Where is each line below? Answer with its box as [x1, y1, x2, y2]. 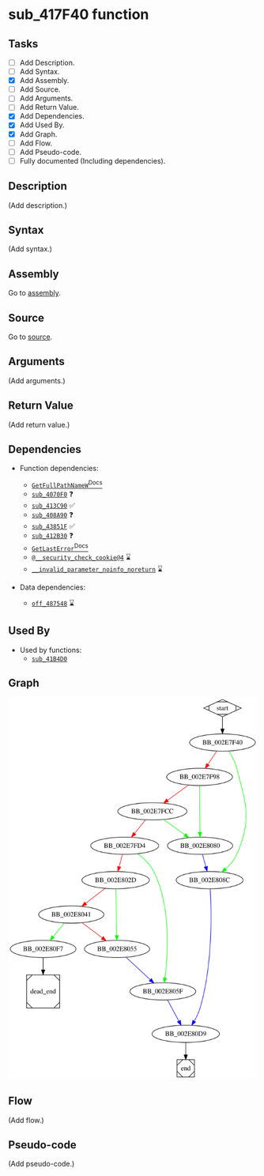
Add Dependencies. [19, 111, 85, 121]
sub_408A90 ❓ [31, 510, 74, 519]
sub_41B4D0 [31, 654, 68, 663]
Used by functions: [19, 645, 82, 654]
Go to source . [8, 332, 53, 341]
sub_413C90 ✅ [31, 500, 75, 511]
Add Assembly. [19, 76, 70, 85]
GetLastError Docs [31, 542, 89, 552]
